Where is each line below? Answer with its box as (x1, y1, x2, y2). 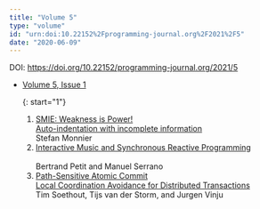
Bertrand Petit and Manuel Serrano (35, 161, 164, 172)
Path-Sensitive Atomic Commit (35, 171, 149, 181)
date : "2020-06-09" (9, 37, 82, 47)
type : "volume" (9, 21, 66, 30)
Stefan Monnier (35, 133, 93, 143)
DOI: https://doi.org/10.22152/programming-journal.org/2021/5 (9, 62, 239, 73)
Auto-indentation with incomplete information (35, 124, 203, 134)
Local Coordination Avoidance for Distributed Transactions (35, 180, 251, 191)
